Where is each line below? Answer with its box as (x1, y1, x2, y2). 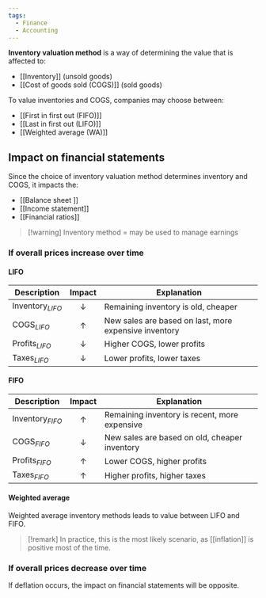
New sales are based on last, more (104, 314, 233, 326)
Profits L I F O (12, 337, 51, 350)
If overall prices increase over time (8, 247, 144, 258)
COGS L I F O (12, 318, 50, 332)
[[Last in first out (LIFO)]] (19, 120, 101, 129)
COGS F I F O (12, 436, 50, 448)
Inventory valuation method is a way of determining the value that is (8, 48, 234, 58)
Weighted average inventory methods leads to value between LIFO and (8, 510, 240, 520)
